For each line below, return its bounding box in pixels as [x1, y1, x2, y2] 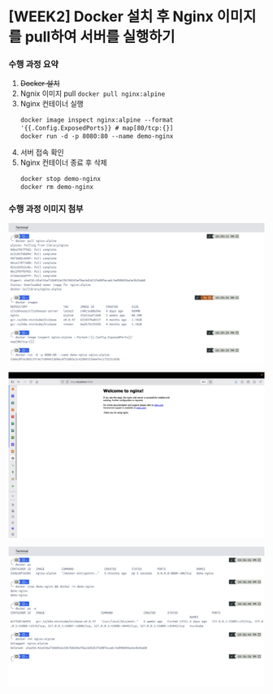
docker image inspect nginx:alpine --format [19, 116, 174, 124]
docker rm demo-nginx [19, 183, 93, 192]
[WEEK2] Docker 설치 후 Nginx [8, 7, 214, 26]
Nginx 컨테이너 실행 [19, 99, 84, 109]
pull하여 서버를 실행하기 [24, 28, 175, 46]
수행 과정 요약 [8, 58, 59, 70]
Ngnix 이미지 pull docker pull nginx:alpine [19, 88, 166, 98]
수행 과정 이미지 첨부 [8, 204, 84, 215]
